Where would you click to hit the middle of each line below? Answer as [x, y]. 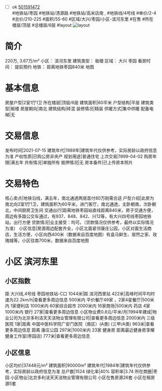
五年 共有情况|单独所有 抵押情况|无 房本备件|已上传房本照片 [74, 162]
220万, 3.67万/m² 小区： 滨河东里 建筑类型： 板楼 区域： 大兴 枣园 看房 [76, 61]
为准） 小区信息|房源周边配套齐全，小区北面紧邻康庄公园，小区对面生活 [76, 228]
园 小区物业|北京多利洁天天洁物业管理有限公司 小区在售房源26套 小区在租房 [80, 377]
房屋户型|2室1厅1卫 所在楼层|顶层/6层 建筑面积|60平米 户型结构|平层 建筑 [77, 102]
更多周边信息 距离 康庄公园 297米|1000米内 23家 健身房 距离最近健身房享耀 [80, 330]
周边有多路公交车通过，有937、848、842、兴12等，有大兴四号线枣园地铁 [78, 216]
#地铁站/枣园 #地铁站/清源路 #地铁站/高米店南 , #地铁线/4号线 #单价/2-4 [84, 13]
